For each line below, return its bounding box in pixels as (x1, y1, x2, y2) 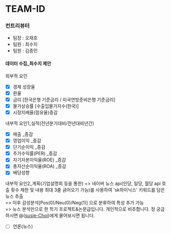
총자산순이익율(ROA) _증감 (12, 163, 67, 169)
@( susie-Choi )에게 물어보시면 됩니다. (18, 212, 95, 219)
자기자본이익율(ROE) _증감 (12, 157, 66, 163)
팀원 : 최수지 (12, 41, 38, 48)
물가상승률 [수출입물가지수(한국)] (12, 103, 79, 109)
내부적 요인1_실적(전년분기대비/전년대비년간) (5, 120, 94, 126)
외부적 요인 (5, 73, 28, 79)
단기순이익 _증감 (12, 144, 46, 150)
